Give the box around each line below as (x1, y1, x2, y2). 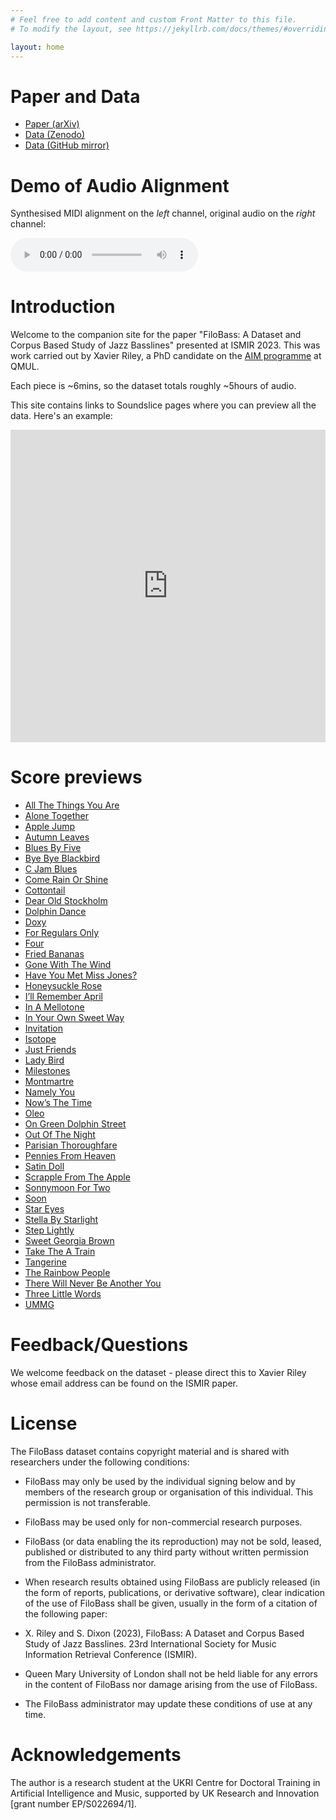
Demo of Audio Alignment (10, 174, 230, 197)
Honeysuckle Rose (24, 980, 103, 992)
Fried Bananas (24, 948, 85, 960)
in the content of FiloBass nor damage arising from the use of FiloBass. (24, 1679, 318, 1690)
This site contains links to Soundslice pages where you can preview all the (10, 399, 317, 411)
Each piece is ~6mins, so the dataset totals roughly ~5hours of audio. (10, 380, 297, 392)
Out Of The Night (24, 1129, 96, 1141)
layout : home (10, 42, 65, 52)
